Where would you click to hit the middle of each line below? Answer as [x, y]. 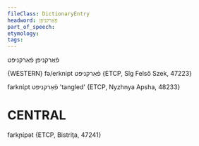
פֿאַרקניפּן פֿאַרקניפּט [34, 60]
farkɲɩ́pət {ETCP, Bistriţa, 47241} [54, 135]
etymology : [23, 33]
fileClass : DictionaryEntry [49, 14]
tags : [15, 40]
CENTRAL [37, 115]
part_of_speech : [31, 27]
